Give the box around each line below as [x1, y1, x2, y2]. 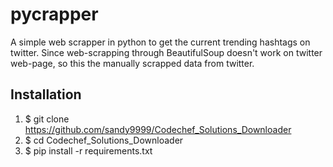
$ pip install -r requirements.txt [24, 144, 153, 157]
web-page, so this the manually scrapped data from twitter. [10, 57, 255, 69]
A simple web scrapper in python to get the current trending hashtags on [10, 36, 311, 48]
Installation [10, 86, 82, 103]
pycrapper [10, 3, 99, 26]
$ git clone [24, 113, 70, 125]
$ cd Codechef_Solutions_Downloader [24, 134, 184, 146]
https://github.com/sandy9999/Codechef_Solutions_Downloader [24, 123, 292, 135]
